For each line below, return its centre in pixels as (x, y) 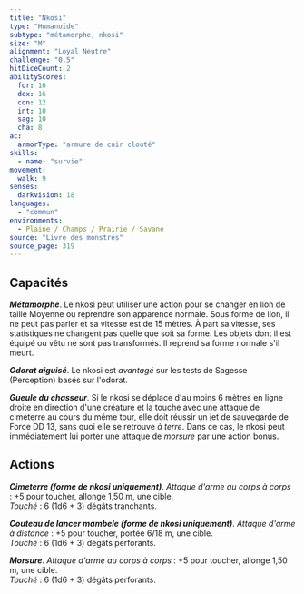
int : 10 (32, 111)
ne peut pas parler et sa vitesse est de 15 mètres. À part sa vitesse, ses (142, 324)
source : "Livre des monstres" (67, 237)
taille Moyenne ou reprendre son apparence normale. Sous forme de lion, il (149, 314)
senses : (24, 187)
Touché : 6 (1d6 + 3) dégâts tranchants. (83, 506)
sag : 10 (32, 119)
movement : (28, 170)
